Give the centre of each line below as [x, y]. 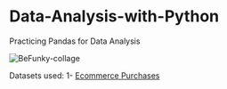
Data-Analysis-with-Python [114, 16]
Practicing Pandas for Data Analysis [75, 41]
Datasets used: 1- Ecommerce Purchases [85, 75]
